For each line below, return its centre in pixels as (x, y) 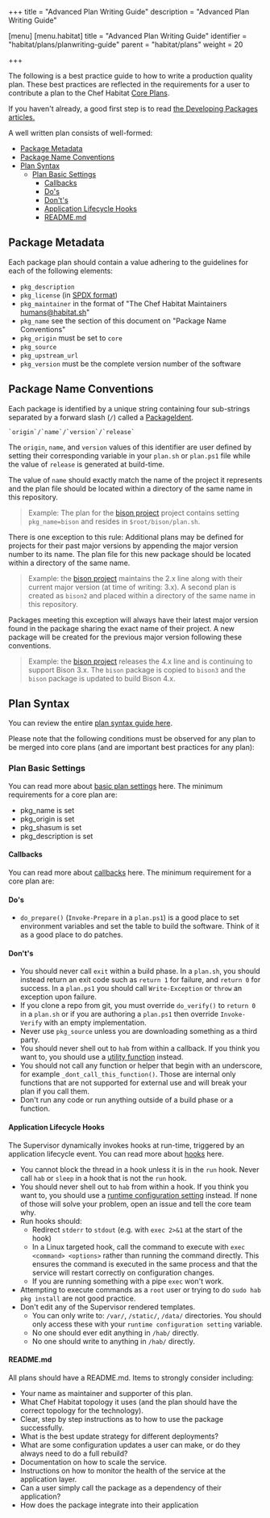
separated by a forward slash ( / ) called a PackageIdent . (101, 417)
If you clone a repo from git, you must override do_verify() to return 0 (138, 1006)
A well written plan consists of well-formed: (81, 133)
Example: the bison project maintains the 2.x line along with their (135, 578)
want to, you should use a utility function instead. (102, 1057)
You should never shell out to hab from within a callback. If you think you (140, 1048)
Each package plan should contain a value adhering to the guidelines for (128, 262)
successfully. (42, 1427)
